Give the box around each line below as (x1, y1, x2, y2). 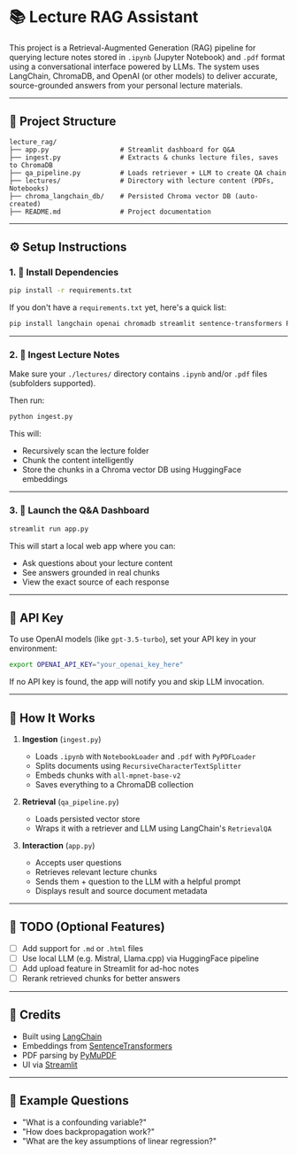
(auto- (234, 191, 259, 200)
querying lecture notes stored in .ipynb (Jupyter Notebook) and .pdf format (9, 51, 286, 62)
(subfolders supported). (9, 378, 96, 389)
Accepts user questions (34, 857, 122, 868)
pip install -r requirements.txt (9, 286, 133, 295)
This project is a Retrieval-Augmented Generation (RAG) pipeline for (9, 42, 256, 53)
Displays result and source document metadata (34, 886, 208, 896)
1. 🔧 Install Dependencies (9, 267, 119, 279)
